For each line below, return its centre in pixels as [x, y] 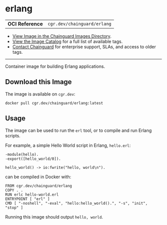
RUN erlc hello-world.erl [32, 195]
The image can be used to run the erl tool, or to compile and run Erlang [79, 130]
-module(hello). [22, 154]
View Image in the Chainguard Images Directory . [62, 36]
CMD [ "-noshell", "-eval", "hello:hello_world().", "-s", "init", [77, 203]
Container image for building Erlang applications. [55, 66]
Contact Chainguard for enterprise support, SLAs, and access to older [84, 47]
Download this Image [39, 82]
